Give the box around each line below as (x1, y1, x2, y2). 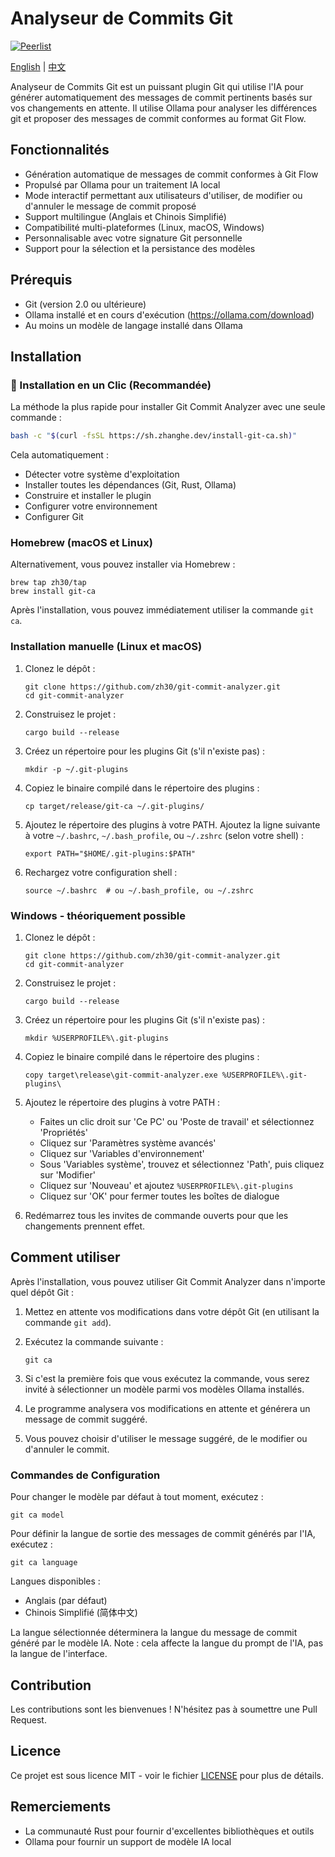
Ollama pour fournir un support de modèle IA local (24, 1835, 232, 1847)
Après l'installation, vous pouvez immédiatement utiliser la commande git (10, 604, 315, 616)
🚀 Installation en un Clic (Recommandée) (10, 378, 212, 392)
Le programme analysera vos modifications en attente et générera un (24, 1402, 311, 1414)
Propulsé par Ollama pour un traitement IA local (24, 178, 221, 191)
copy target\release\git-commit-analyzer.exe (24, 1070, 218, 1081)
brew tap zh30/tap (10, 578, 87, 588)
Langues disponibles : (10, 1575, 101, 1587)
